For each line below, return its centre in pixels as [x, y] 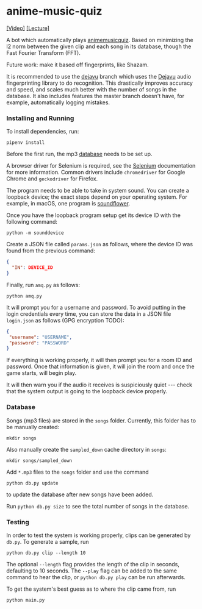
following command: [32, 222]
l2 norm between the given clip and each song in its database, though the [99, 46]
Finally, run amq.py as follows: [43, 285]
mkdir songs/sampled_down [39, 461]
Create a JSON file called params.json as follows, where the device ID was [100, 244]
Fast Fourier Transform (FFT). [43, 52]
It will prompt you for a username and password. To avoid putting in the [96, 307]
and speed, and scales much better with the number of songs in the [92, 89]
